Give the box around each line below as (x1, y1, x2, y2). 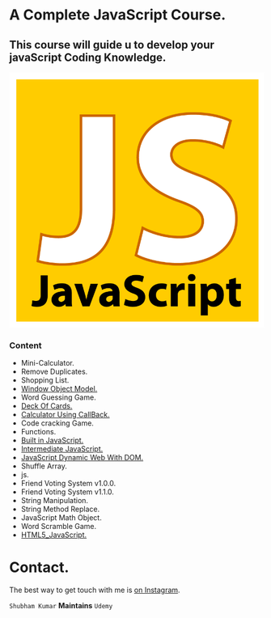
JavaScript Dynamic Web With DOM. (20, 453, 144, 463)
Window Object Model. (20, 384, 98, 394)
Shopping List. (20, 375, 70, 385)
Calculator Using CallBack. (20, 410, 110, 420)
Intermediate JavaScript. (20, 444, 104, 454)
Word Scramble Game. (20, 522, 97, 531)
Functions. (20, 427, 57, 437)
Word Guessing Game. (20, 392, 96, 402)
